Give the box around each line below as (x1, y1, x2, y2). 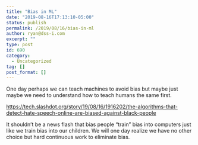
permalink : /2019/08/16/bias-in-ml (6, 25, 95, 31)
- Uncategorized (11, 58, 52, 64)
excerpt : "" (6, 36, 36, 42)
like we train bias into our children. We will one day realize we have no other (6, 127, 192, 134)
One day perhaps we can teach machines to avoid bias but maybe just (6, 85, 178, 92)
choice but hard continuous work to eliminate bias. (6, 134, 130, 141)
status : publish (6, 20, 46, 25)
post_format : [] (6, 69, 46, 75)
